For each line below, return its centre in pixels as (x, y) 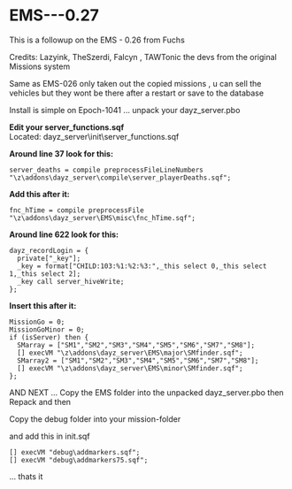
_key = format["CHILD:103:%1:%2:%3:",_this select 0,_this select (142, 266)
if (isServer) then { (49, 337)
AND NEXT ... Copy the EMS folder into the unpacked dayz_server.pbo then (147, 392)
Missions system (40, 66)
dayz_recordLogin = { (49, 250)
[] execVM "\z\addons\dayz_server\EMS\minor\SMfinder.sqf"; (130, 368)
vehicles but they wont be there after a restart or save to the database (136, 93)
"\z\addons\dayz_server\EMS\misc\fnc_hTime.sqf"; (103, 218)
